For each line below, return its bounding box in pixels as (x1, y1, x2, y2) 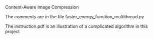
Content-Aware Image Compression (5, 4, 79, 10)
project (5, 29, 20, 34)
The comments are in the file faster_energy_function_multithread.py (5, 14, 144, 19)
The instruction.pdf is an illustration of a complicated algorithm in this (5, 23, 148, 29)
